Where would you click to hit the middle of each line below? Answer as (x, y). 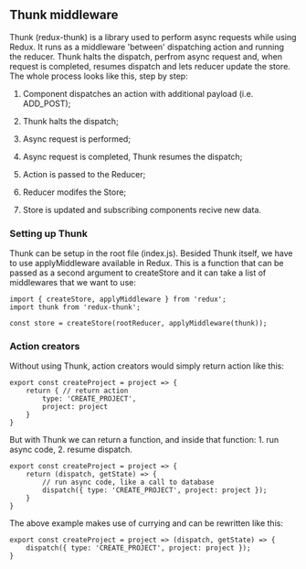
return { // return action (77, 391)
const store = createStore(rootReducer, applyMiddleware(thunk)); (138, 324)
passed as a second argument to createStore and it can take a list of (138, 273)
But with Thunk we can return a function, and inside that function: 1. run (144, 440)
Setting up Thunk (49, 233)
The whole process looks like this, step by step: (99, 76)
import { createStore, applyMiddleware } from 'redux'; (118, 300)
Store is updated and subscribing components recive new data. (142, 209)
